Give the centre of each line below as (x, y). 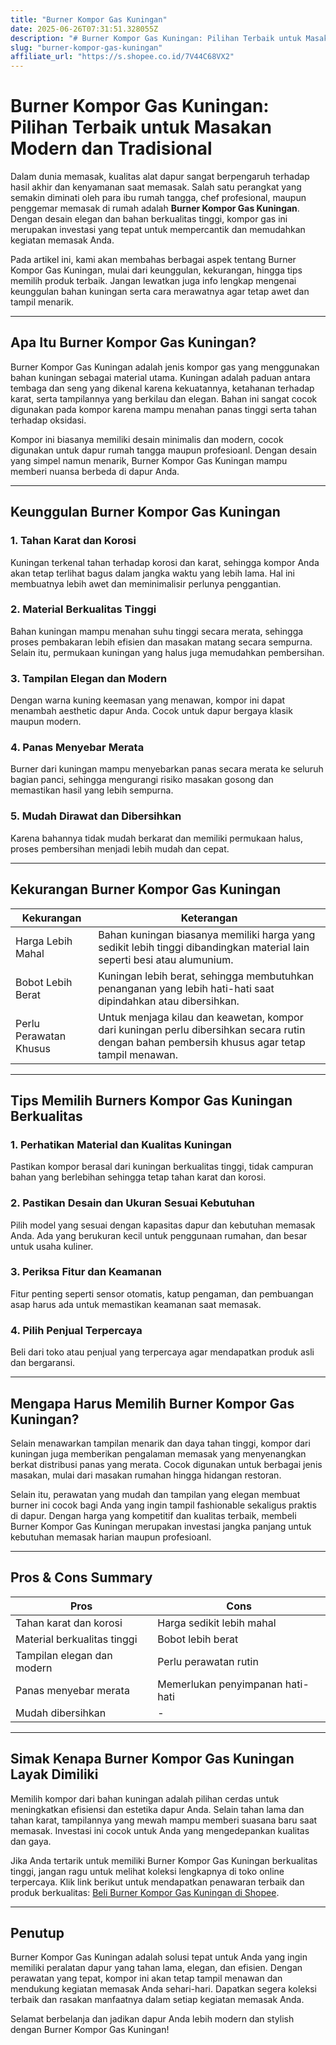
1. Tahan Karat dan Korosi (73, 541)
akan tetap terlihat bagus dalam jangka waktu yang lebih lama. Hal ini (152, 573)
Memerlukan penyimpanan (220, 1684)
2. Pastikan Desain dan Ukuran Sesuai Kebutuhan (132, 1203)
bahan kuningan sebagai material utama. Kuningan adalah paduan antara (160, 377)
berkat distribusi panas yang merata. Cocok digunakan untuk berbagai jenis (166, 1464)
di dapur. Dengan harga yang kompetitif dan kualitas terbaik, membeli (153, 1515)
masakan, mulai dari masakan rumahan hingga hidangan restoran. (146, 1475)
